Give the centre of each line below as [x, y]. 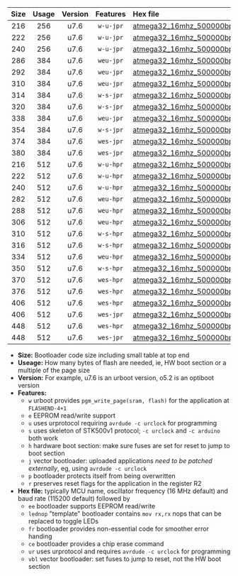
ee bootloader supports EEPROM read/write [92, 506]
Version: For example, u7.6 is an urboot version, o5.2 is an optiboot [116, 378]
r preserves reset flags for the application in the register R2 [115, 483]
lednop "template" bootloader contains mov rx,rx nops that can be [125, 513]
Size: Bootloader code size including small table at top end [103, 355]
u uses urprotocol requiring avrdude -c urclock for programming [123, 423]
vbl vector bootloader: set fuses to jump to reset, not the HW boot [125, 559]
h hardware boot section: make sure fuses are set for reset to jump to [129, 446]
